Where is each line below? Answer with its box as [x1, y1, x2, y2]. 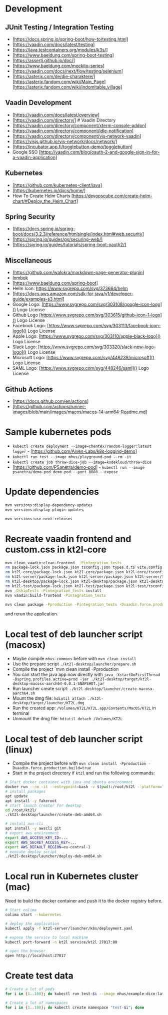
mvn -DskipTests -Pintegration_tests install [5, 588, 101, 593]
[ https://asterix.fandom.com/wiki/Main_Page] [12, 79, 106, 85]
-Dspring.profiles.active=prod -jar [12, 677, 89, 682]
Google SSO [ [12, 149, 41, 155]
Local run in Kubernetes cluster [5, 871, 138, 882]
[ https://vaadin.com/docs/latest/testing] [12, 42, 95, 48]
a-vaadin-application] [12, 154, 57, 160]
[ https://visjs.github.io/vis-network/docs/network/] [12, 138, 117, 144]
